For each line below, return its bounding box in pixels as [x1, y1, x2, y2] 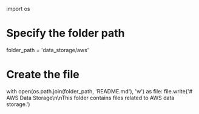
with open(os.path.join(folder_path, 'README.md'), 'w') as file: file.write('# [6, 87, 193, 95]
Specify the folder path [6, 27, 126, 40]
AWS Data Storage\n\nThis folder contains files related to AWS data [6, 94, 175, 101]
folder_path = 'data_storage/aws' [6, 46, 89, 53]
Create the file [6, 68, 80, 81]
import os [6, 5, 30, 12]
